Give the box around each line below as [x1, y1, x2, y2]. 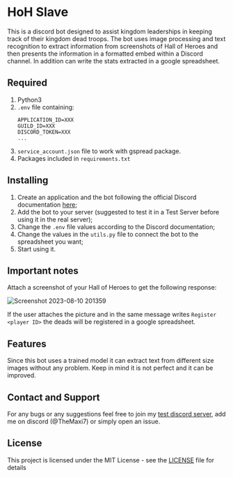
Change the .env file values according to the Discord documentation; [17, 222, 216, 230]
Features [7, 338, 47, 350]
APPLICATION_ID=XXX [17, 116, 74, 123]
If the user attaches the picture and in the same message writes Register [7, 311, 217, 319]
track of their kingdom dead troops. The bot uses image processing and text [7, 34, 226, 42]
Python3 [17, 95, 42, 104]
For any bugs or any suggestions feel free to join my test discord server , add [7, 410, 226, 418]
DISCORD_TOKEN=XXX [17, 128, 71, 136]
